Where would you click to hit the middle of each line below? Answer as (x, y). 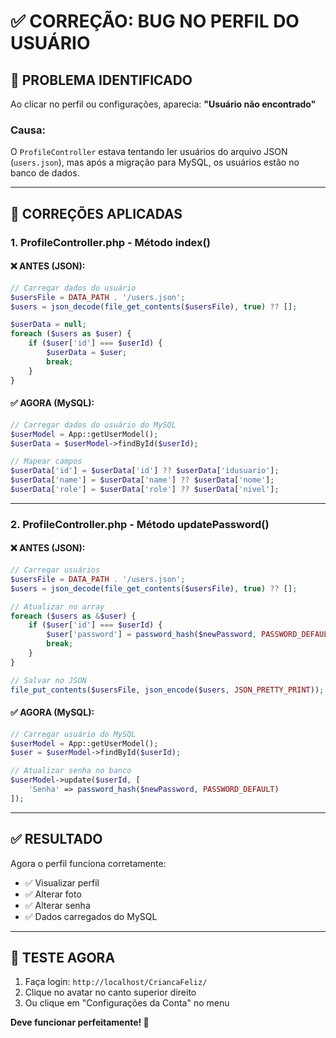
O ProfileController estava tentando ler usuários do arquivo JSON (149, 152)
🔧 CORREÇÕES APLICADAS (96, 213)
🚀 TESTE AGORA (63, 958)
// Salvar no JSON (48, 680)
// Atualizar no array (57, 606)
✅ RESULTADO (56, 839)
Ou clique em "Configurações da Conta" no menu (127, 1003)
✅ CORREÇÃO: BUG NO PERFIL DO (155, 21)
